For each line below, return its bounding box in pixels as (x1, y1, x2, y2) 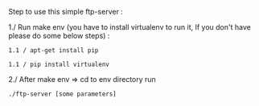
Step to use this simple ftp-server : (8, 7, 123, 16)
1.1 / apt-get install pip (8, 47, 99, 55)
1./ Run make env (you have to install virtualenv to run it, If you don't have (8, 22, 251, 31)
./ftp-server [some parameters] (8, 90, 117, 98)
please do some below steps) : (8, 31, 110, 40)
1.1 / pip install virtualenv (8, 60, 110, 68)
